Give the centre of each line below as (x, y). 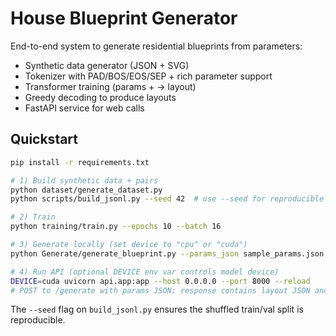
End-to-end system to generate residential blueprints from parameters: (156, 46)
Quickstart (44, 139)
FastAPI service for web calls (84, 108)
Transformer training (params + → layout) (110, 86)
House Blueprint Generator (124, 18)
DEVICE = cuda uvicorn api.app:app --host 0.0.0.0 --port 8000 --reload (160, 281)
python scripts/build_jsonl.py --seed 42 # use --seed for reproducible (167, 199)
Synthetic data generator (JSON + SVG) (107, 65)
